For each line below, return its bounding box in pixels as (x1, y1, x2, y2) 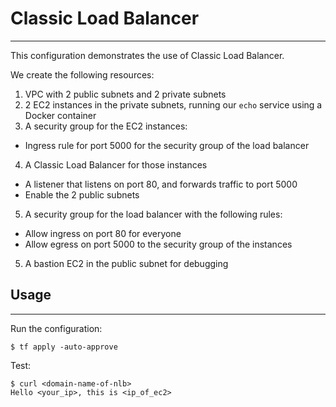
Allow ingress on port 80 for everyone (24, 227, 182, 239)
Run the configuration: (10, 322, 103, 334)
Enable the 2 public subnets (24, 188, 140, 201)
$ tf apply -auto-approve (10, 342, 118, 352)
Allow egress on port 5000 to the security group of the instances (24, 238, 293, 250)
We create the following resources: (10, 68, 155, 81)
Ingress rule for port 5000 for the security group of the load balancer (24, 139, 310, 151)
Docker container (24, 109, 97, 121)
